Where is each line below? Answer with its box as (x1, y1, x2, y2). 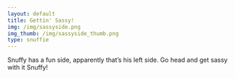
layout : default (7, 10, 55, 18)
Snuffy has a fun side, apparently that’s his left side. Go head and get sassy (7, 56, 228, 64)
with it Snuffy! (7, 63, 48, 72)
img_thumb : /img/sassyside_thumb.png (7, 30, 119, 37)
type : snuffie (7, 37, 50, 44)
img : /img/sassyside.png (7, 23, 81, 30)
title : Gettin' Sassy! (7, 17, 75, 24)
